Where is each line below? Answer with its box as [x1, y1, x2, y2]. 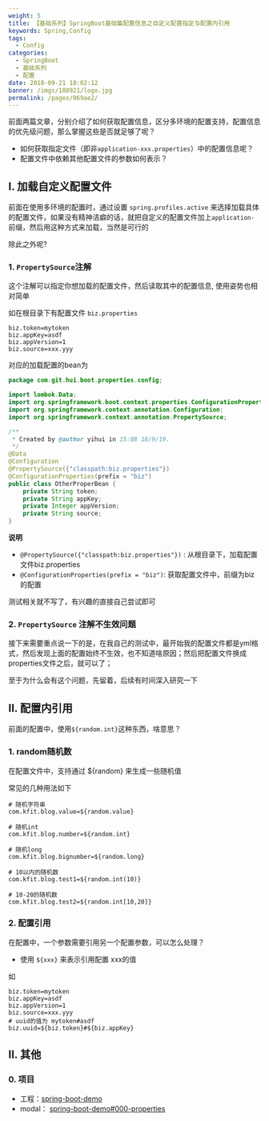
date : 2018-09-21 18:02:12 [8, 79, 98, 87]
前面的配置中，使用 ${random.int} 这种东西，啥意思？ [8, 724, 182, 734]
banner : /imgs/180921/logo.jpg [8, 86, 113, 95]
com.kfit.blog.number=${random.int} [8, 830, 130, 838]
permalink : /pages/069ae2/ [8, 94, 98, 102]
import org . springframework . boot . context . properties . [8, 399, 192, 407]
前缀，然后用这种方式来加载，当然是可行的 [8, 222, 149, 233]
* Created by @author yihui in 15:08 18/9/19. [11, 435, 171, 443]
